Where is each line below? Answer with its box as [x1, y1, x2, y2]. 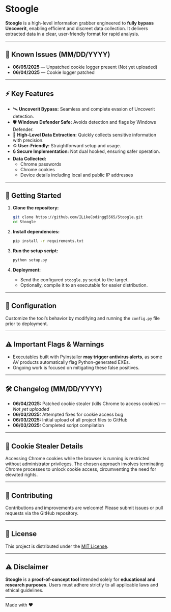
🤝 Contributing [5, 491, 53, 500]
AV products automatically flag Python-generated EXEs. [12, 359, 130, 365]
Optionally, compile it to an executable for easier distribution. [20, 282, 148, 288]
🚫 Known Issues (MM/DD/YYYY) [5, 50, 110, 59]
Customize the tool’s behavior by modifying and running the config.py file [5, 315, 160, 321]
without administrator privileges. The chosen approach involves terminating [5, 461, 164, 467]
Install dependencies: [12, 229, 60, 235]
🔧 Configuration [5, 302, 57, 310]
